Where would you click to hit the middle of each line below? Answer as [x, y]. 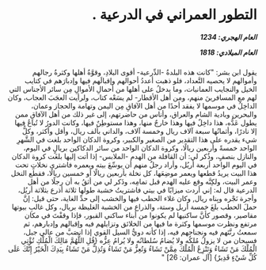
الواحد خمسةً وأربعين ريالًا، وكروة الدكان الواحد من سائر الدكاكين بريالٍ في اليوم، [140, 148]
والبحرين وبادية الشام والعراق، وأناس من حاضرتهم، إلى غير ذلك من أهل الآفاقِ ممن [136, 114]
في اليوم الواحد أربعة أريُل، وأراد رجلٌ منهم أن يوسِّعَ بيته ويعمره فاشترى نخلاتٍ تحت [136, 165]
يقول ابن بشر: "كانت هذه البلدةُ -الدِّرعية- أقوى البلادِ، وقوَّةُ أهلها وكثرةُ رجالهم [144, 72]
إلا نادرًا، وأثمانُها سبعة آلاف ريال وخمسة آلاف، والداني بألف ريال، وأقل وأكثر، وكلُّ [139, 131]
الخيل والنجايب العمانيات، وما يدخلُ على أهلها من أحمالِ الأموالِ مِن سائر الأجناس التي [133, 89]
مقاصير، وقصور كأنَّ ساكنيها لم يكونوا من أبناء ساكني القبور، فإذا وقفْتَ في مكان [141, 215]
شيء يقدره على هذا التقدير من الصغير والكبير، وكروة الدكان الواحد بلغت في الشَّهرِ [137, 139]
